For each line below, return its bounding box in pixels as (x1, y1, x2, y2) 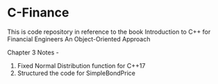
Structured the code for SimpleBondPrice (17, 69, 135, 77)
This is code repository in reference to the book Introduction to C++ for (7, 28, 211, 36)
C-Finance (7, 5, 69, 21)
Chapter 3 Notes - (7, 48, 59, 56)
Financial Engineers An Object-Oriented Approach (7, 34, 151, 43)
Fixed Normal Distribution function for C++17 (17, 61, 146, 70)
